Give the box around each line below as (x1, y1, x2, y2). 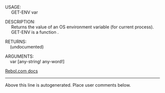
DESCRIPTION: (5, 19, 35, 24)
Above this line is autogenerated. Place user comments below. (5, 82, 131, 88)
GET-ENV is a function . (11, 29, 59, 35)
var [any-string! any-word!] (9, 59, 65, 64)
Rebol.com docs (5, 68, 38, 74)
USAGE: (5, 4, 21, 10)
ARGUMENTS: (5, 53, 34, 59)
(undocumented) (9, 44, 44, 49)
